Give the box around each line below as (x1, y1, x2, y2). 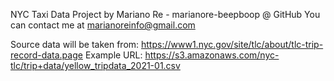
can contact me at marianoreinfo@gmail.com (10, 19, 196, 31)
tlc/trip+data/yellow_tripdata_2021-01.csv (10, 60, 181, 71)
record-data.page (10, 49, 83, 61)
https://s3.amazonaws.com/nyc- (144, 49, 280, 61)
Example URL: (84, 49, 143, 61)
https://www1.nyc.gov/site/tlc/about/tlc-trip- (141, 39, 324, 50)
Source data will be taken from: (10, 39, 140, 50)
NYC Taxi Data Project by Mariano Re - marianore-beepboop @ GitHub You (10, 9, 321, 20)
